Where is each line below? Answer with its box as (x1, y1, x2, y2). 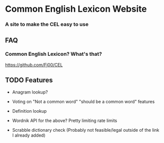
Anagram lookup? (12, 89, 48, 95)
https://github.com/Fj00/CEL (5, 62, 63, 68)
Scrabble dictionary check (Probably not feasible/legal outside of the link (12, 127, 160, 133)
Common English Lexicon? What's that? (5, 50, 102, 57)
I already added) (12, 132, 46, 138)
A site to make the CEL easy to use (5, 21, 89, 28)
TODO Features (5, 76, 53, 84)
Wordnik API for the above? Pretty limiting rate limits (12, 118, 117, 123)
